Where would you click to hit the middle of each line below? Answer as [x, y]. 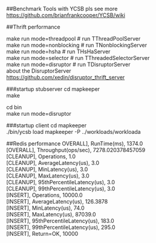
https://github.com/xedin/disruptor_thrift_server [66, 77]
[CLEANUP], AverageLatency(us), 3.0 [53, 163]
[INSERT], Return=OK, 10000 [42, 234]
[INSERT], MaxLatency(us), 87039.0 [51, 214]
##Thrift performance [33, 27]
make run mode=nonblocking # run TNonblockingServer [76, 45]
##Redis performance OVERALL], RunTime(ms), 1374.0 [75, 144]
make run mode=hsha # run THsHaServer [58, 52]
